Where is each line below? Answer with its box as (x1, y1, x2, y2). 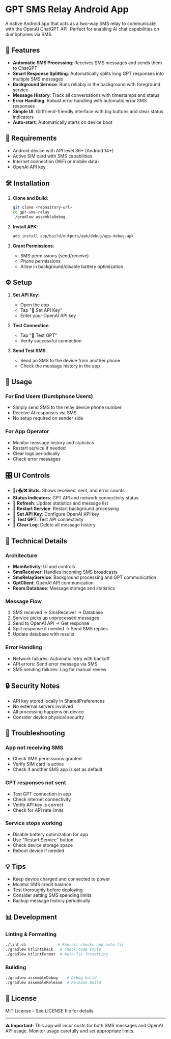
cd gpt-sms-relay (12, 210, 50, 215)
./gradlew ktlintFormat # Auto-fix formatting (5, 952, 108, 957)
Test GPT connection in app (12, 791, 71, 797)
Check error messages (12, 456, 61, 462)
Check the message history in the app (20, 363, 100, 369)
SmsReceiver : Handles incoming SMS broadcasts (12, 569, 118, 575)
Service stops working (5, 819, 63, 827)
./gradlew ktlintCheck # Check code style (5, 947, 101, 952)
